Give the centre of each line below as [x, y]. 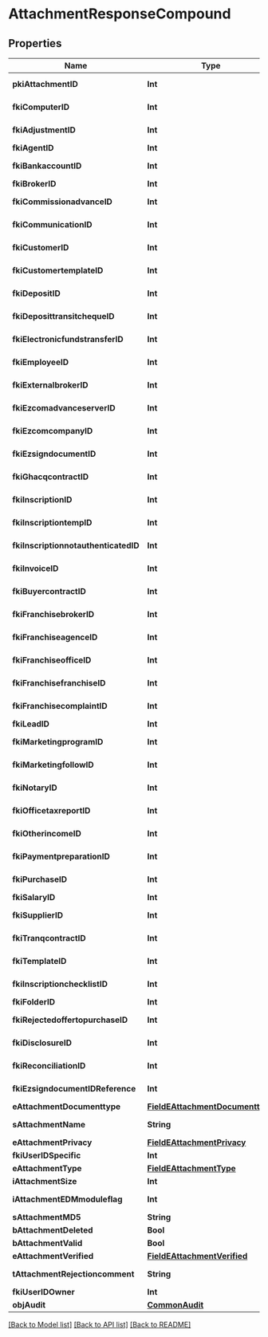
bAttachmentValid [47, 1243]
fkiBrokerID [34, 184]
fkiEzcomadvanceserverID [64, 408]
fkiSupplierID [38, 915]
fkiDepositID [37, 293]
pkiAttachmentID [45, 84]
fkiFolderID [34, 1002]
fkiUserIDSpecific [47, 1155]
